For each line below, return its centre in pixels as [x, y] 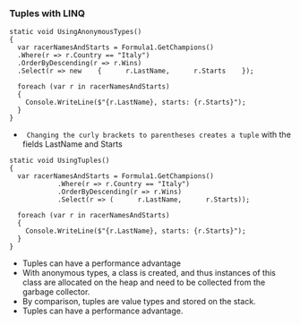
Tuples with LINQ [47, 13]
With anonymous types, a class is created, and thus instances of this [149, 273]
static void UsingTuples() [60, 161]
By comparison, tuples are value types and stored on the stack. [139, 302]
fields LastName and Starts [72, 144]
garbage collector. [56, 292]
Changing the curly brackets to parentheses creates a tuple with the [159, 135]
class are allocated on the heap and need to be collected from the [144, 282]
